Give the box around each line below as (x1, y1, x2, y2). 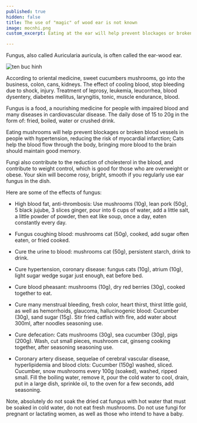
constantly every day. (14, 219, 67, 227)
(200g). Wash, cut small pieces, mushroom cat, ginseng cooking (14, 338, 171, 345)
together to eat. (14, 289, 53, 297)
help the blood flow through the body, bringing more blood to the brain (6, 141, 177, 148)
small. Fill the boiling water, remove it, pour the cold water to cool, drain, (14, 374, 189, 381)
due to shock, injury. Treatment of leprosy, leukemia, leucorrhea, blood (6, 87, 178, 94)
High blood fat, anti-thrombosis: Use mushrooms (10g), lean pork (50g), (14, 201, 188, 208)
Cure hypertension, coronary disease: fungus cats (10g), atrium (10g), (14, 266, 184, 273)
